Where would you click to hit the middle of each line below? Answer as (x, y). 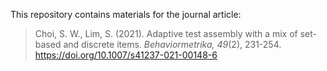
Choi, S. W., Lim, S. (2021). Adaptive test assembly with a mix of (166, 33)
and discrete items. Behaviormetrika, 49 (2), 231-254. (172, 44)
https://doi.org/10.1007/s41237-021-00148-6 (126, 55)
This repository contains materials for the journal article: (126, 14)
